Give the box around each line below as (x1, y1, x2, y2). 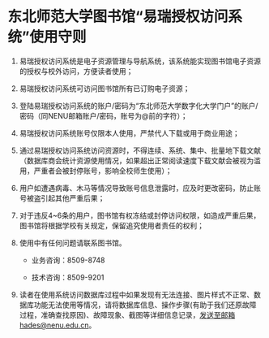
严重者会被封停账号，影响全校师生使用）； (33, 166, 173, 175)
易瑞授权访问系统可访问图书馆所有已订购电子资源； (19, 83, 190, 93)
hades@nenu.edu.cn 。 (19, 320, 96, 330)
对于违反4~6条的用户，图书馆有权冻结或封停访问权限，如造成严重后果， (19, 210, 261, 220)
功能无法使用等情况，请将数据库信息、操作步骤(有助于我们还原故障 (33, 300, 257, 310)
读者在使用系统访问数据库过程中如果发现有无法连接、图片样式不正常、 (19, 289, 254, 299)
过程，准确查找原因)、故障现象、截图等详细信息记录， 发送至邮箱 (19, 310, 236, 319)
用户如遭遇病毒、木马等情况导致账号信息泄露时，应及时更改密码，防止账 (19, 183, 261, 193)
